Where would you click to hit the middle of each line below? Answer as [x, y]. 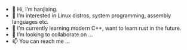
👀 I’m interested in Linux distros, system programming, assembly [91, 15]
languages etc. [30, 22]
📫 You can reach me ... [41, 41]
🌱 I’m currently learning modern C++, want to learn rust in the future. [96, 28]
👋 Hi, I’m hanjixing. [35, 9]
